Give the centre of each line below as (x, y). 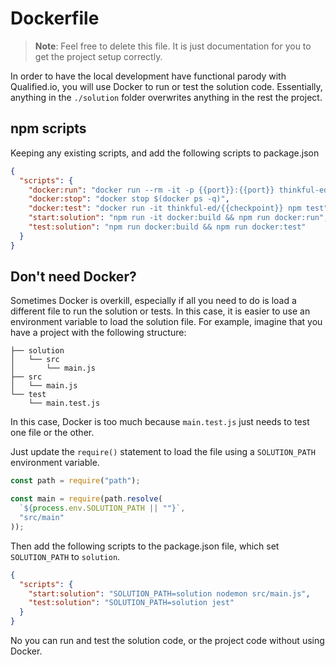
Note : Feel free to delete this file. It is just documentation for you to (173, 46)
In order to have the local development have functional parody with (148, 76)
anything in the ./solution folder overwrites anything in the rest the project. (166, 97)
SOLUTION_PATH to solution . (65, 556)
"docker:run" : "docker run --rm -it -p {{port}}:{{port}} (151, 190)
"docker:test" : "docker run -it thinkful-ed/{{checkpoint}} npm (165, 208)
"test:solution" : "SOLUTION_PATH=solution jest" (131, 603)
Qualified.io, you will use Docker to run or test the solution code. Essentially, (166, 86)
